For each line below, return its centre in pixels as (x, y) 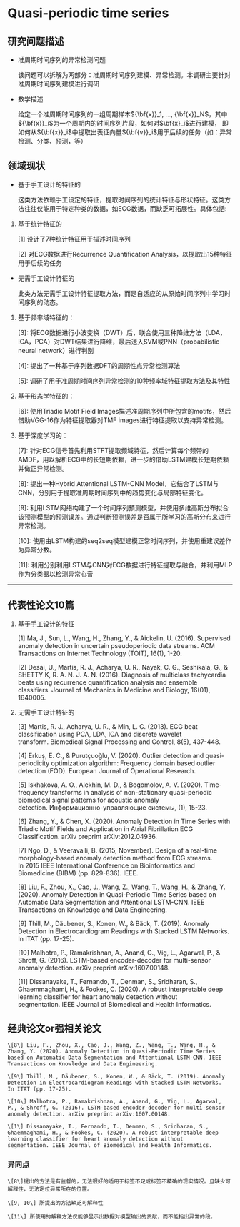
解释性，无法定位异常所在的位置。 (50, 1189)
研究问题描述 (36, 41)
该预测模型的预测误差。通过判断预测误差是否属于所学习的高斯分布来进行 (124, 517)
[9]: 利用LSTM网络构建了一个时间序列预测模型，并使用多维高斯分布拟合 (123, 507)
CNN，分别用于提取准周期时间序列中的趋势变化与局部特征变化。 (112, 492)
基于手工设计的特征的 (49, 184)
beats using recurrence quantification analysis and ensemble (107, 682)
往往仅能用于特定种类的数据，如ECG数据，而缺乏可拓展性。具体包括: (125, 208)
